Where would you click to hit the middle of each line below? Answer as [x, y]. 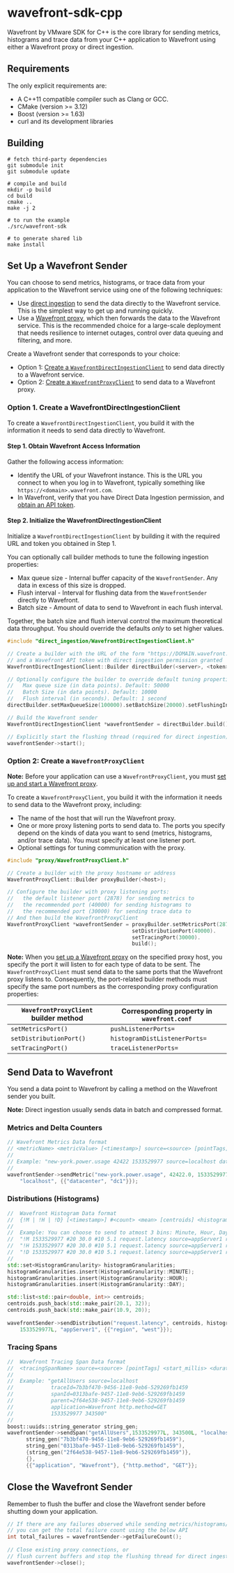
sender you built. [31, 1096]
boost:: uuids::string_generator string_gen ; [73, 1426]
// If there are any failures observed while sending [87, 1524]
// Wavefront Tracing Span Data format [67, 1362]
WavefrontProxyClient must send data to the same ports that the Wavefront [115, 972]
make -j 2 [22, 208]
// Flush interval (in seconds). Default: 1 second [87, 699]
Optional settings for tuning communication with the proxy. [101, 847]
